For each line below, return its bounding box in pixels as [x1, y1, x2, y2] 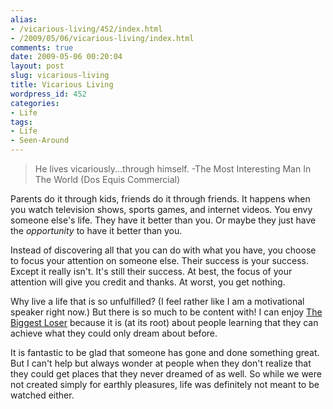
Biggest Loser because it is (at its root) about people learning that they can [10, 317, 319, 328]
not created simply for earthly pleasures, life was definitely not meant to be [10, 379, 320, 390]
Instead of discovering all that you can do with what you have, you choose [10, 244, 317, 256]
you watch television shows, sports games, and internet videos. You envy [10, 204, 313, 215]
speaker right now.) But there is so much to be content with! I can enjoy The [10, 306, 323, 318]
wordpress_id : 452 [10, 89, 87, 99]
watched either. [10, 389, 75, 401]
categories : [10, 98, 60, 108]
